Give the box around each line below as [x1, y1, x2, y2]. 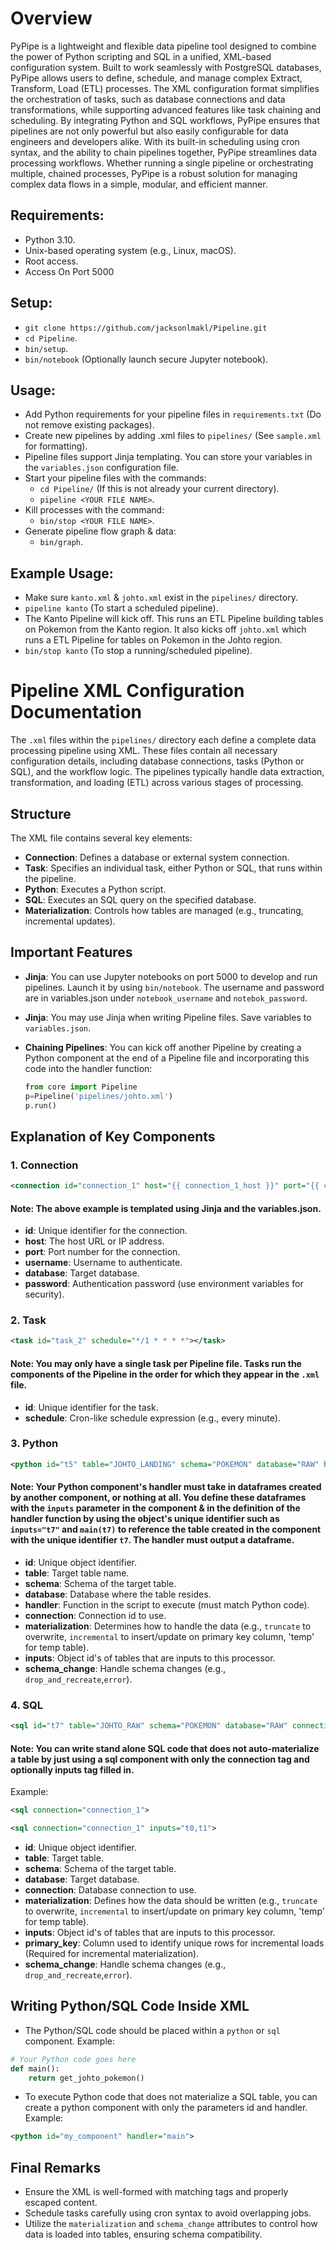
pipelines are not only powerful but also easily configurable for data [10, 125, 289, 137]
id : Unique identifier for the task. [24, 1401, 159, 1413]
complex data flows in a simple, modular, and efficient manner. [10, 178, 268, 190]
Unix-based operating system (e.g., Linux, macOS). [24, 244, 237, 256]
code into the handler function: [24, 1062, 153, 1074]
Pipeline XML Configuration [10, 680, 245, 702]
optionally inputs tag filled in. [10, 1763, 135, 1776]
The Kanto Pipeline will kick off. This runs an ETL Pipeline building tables [24, 613, 324, 625]
